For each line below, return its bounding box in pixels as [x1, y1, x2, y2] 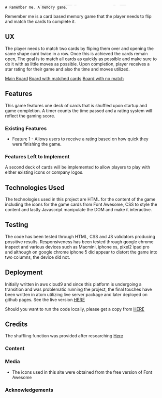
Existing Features [5, 125, 47, 132]
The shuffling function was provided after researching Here [5, 333, 123, 339]
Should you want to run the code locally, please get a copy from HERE [5, 306, 145, 312]
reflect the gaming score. [5, 113, 56, 118]
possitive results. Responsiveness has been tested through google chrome [5, 239, 154, 245]
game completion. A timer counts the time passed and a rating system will [5, 108, 152, 114]
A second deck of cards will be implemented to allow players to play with [5, 164, 150, 170]
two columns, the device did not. [5, 254, 70, 260]
